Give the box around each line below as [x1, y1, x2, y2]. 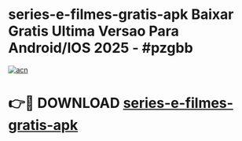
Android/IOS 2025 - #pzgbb [8, 39, 194, 57]
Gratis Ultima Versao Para [8, 22, 179, 40]
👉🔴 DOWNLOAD [8, 95, 120, 112]
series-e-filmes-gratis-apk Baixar [8, 6, 234, 24]
